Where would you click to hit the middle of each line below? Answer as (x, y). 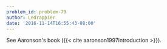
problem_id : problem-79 (36, 12)
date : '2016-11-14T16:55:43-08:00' (51, 23)
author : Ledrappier (31, 18)
